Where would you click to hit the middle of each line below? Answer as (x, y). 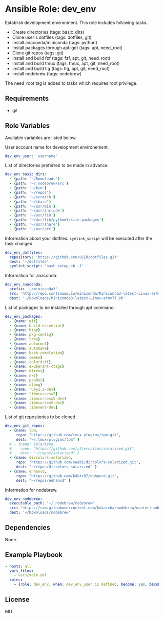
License (17, 600)
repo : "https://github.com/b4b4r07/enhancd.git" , (67, 476)
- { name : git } (24, 321)
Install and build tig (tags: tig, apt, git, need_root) (61, 68)
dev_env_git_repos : (25, 426)
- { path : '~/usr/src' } (32, 229)
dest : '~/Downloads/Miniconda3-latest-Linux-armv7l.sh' (67, 298)
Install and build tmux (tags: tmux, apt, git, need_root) (66, 63)
